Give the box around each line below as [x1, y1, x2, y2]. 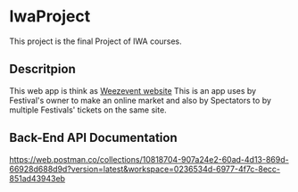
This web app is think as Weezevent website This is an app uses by [9, 85, 257, 96]
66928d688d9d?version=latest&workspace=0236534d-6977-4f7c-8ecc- [9, 163, 281, 174]
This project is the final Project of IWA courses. [9, 36, 183, 46]
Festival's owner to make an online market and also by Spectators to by [9, 95, 272, 105]
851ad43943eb [9, 172, 65, 184]
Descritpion [9, 62, 76, 77]
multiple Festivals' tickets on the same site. [9, 104, 167, 115]
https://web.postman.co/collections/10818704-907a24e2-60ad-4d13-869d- [9, 154, 289, 164]
